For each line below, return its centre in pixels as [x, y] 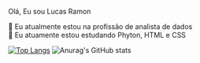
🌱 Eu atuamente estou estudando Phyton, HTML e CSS [97, 35]
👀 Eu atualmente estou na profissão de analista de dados [100, 26]
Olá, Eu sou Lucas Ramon [50, 11]
